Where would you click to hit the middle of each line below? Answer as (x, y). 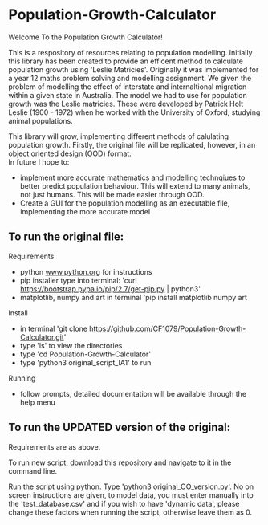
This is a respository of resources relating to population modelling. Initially (130, 52)
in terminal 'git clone (54, 328)
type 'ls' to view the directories (71, 345)
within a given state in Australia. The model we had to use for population (128, 95)
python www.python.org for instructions (86, 271)
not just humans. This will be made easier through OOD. (112, 194)
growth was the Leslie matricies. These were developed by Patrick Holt (126, 104)
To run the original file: (66, 237)
